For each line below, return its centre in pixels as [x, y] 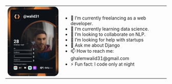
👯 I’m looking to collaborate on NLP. [108, 34]
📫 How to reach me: [92, 51]
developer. [82, 23]
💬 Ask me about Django [95, 45]
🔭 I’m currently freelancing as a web [109, 18]
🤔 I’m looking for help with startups [107, 39]
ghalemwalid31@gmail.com [100, 58]
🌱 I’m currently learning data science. [110, 29]
